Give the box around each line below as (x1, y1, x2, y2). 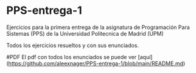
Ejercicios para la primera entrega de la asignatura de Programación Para (6, 24, 190, 31)
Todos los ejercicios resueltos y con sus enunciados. (6, 42, 139, 49)
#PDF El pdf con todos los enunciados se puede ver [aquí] (6, 53, 153, 60)
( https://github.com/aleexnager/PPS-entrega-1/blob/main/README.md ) (6, 60, 186, 67)
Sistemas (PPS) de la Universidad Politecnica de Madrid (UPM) (6, 30, 164, 37)
